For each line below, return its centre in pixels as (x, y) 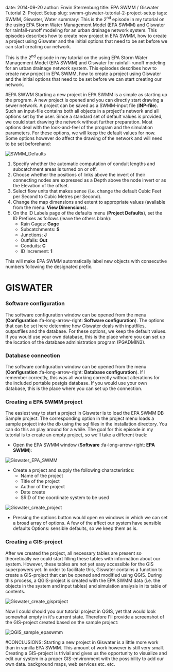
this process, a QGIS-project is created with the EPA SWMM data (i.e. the (83, 580)
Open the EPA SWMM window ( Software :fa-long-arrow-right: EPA (84, 445)
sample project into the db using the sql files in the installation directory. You (86, 424)
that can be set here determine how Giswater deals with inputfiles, (76, 326)
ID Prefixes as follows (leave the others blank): (62, 219)
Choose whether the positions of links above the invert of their (79, 175)
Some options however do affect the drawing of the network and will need (84, 138)
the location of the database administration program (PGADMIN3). (75, 342)
